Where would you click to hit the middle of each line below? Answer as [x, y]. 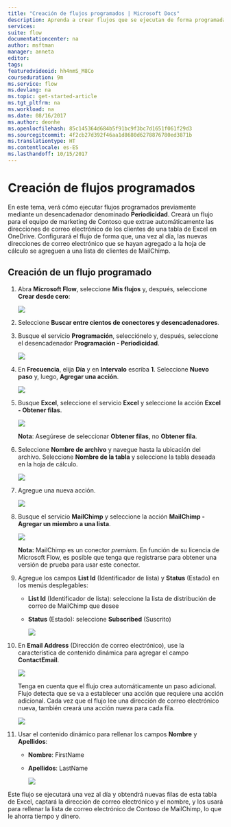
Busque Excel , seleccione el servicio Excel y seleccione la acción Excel [119, 403]
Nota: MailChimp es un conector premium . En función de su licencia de [119, 550]
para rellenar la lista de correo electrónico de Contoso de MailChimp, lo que [115, 808]
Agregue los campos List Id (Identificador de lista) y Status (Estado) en [119, 578]
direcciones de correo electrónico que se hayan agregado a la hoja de [107, 243]
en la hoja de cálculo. [48, 464]
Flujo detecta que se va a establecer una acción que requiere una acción [120, 693]
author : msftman [31, 45]
